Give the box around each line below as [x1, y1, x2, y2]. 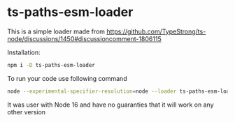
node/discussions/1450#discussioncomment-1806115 [7, 34, 162, 43]
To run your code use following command [7, 74, 127, 82]
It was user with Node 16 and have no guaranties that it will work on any [7, 100, 215, 109]
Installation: [7, 48, 41, 56]
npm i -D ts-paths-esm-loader [7, 61, 96, 68]
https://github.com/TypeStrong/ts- [106, 27, 206, 36]
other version [7, 107, 46, 116]
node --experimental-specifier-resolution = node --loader [7, 88, 177, 95]
